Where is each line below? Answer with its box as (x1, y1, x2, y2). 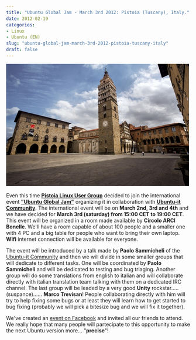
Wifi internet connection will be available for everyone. (6, 235, 139, 243)
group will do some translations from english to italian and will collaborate (6, 272, 183, 279)
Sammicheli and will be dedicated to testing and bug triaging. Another (6, 265, 176, 272)
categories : (6, 22, 35, 28)
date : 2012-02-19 (6, 15, 49, 22)
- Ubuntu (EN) (6, 34, 41, 41)
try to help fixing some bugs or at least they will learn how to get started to (6, 297, 186, 304)
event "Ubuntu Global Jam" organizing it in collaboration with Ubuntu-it (6, 198, 181, 205)
